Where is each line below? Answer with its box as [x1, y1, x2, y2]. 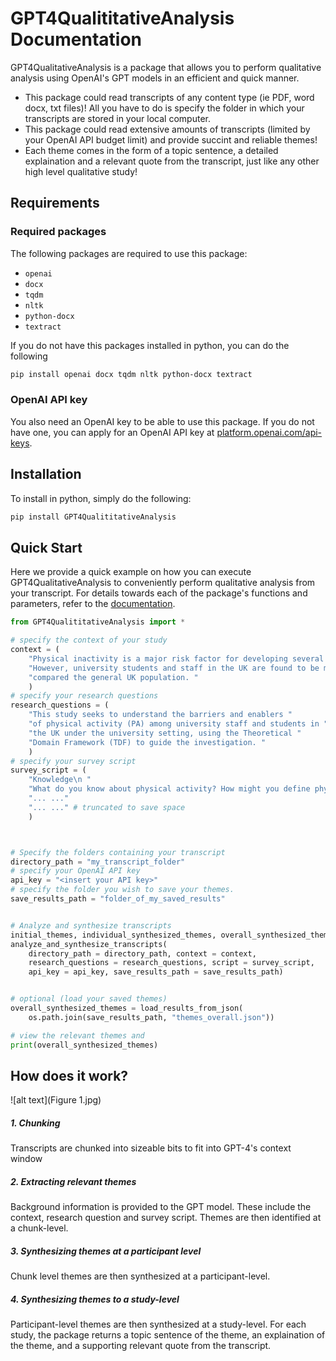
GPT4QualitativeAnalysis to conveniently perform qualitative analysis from [10, 577, 316, 589]
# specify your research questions [10, 691, 159, 701]
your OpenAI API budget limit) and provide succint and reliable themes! [24, 133, 318, 146]
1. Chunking [10, 1117, 61, 1129]
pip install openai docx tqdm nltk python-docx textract [10, 369, 253, 379]
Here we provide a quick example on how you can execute [10, 566, 252, 578]
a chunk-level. [10, 1222, 69, 1234]
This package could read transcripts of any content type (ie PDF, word [24, 91, 315, 103]
